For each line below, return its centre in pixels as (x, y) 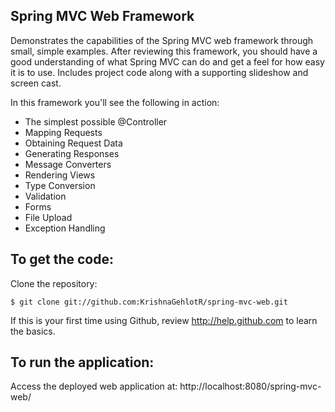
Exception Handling (65, 228)
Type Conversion (60, 185)
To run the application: (82, 362)
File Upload (48, 217)
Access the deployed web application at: (94, 386)
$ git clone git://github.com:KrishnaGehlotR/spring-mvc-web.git (149, 302)
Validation (45, 196)
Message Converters (68, 164)
